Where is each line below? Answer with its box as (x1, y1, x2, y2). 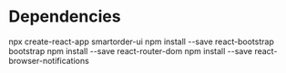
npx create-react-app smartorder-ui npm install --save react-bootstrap (8, 36, 274, 47)
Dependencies (8, 6, 121, 27)
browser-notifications (8, 55, 90, 66)
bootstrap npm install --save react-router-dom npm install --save (8, 45, 252, 56)
